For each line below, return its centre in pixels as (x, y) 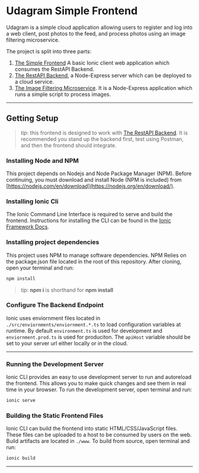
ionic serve (21, 401)
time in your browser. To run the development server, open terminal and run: (99, 390)
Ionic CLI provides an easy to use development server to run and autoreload (99, 377)
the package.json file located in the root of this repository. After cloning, (94, 261)
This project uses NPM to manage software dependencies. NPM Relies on (96, 255)
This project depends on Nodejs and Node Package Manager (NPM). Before (99, 173)
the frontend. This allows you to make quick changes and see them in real (96, 384)
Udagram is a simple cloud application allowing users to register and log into (99, 27)
